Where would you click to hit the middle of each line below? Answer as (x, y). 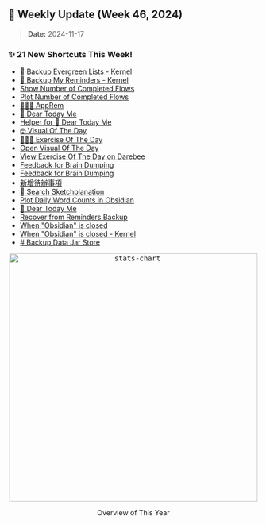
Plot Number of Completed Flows (74, 97)
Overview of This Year (133, 513)
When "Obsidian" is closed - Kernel (78, 234)
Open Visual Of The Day (59, 148)
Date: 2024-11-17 (56, 33)
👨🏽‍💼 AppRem (42, 106)
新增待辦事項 (40, 183)
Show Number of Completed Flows (77, 89)
